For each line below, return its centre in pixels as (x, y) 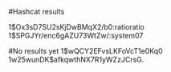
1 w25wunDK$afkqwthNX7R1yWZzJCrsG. (76, 60)
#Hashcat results (37, 12)
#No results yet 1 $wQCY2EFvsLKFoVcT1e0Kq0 (85, 51)
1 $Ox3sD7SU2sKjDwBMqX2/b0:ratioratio (76, 27)
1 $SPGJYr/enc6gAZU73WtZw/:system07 (76, 36)
